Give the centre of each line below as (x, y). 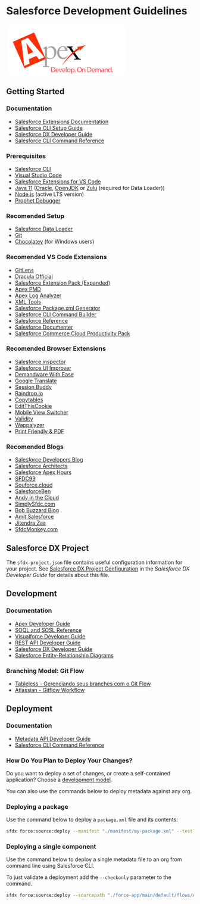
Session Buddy (33, 387)
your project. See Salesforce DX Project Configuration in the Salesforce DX (98, 568)
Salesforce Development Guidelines (97, 11)
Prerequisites (26, 156)
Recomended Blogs (35, 447)
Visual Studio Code (38, 175)
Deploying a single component (51, 846)
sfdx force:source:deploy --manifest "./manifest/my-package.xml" (90, 831)
